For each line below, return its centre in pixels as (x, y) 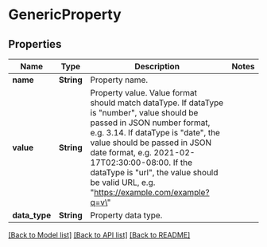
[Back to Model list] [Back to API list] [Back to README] (99, 235)
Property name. (119, 80)
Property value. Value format (143, 93)
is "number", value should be (144, 113)
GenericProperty (65, 15)
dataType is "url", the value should (154, 173)
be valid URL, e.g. (123, 182)
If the (183, 163)
